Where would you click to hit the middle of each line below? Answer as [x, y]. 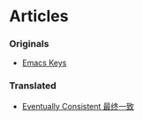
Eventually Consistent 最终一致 [78, 106]
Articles [39, 16]
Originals [29, 44]
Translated [33, 86]
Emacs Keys [44, 63]
